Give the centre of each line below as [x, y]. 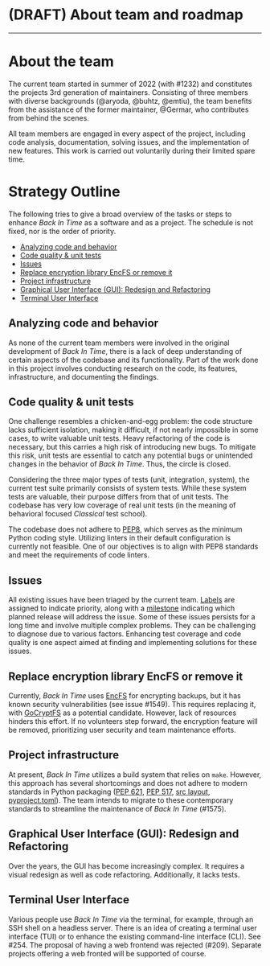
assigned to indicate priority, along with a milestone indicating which [122, 608]
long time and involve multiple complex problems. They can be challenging [132, 626]
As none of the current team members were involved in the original [119, 343]
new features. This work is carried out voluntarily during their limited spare [132, 150]
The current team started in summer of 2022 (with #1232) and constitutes [131, 84]
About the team [61, 62]
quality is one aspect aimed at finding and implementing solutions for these [133, 643]
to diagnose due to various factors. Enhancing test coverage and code [125, 634]
